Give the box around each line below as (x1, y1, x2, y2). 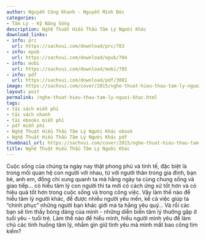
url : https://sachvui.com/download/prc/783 (12, 43, 124, 50)
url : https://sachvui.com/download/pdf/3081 (12, 77, 128, 83)
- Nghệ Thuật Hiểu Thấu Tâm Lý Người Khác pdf (6, 134, 128, 141)
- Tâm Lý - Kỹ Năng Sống (6, 20, 70, 26)
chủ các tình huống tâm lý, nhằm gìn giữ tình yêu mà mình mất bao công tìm (6, 221, 198, 228)
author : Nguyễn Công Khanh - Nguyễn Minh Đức (6, 9, 124, 15)
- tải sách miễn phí (6, 105, 59, 112)
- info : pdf (6, 72, 37, 78)
